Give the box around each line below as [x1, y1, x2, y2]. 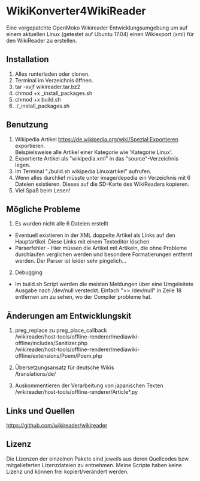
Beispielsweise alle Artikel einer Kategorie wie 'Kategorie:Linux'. [14, 149, 173, 156]
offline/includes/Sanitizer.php [14, 340, 88, 347]
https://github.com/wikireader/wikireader [6, 422, 108, 429]
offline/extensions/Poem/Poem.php [14, 352, 103, 360]
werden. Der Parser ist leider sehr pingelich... [14, 257, 127, 265]
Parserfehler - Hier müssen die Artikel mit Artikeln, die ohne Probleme [14, 245, 187, 252]
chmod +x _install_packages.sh [14, 89, 93, 97]
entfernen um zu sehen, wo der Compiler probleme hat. [14, 293, 152, 301]
